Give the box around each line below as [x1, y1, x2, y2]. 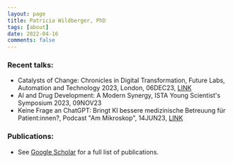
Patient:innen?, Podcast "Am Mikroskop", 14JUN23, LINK [17, 114, 183, 123]
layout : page [7, 10, 46, 18]
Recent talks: [7, 60, 54, 70]
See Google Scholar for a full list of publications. [17, 147, 159, 156]
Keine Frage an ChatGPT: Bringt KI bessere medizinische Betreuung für [17, 106, 226, 115]
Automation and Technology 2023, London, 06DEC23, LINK [17, 84, 192, 92]
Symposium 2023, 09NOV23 [17, 99, 102, 107]
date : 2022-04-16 [7, 30, 59, 38]
